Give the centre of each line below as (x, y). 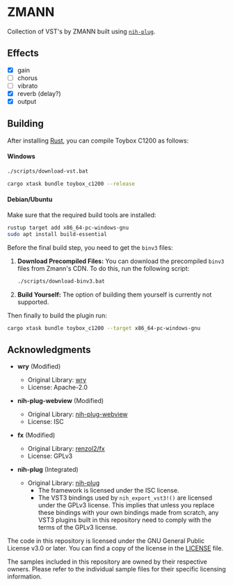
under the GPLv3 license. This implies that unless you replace (126, 505)
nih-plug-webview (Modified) (61, 401)
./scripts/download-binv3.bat (61, 281)
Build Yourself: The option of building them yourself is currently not (114, 294)
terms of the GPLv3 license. (78, 528)
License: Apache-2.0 (58, 388)
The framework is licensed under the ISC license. (109, 491)
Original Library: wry (57, 380)
